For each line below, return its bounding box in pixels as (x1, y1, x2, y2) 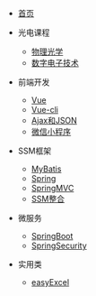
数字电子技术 (31, 58, 79, 68)
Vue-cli (31, 105, 58, 115)
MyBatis (31, 163, 62, 174)
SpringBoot (31, 231, 74, 241)
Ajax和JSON (31, 116, 78, 125)
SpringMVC (31, 183, 74, 193)
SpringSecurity (31, 240, 87, 251)
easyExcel (31, 277, 70, 287)
